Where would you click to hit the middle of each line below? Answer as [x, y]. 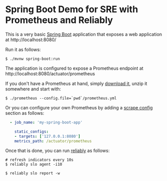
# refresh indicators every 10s [39, 160]
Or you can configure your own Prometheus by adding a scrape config [79, 107]
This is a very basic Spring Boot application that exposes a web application [84, 34]
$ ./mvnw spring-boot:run [32, 59]
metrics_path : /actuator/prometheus [53, 141]
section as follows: [25, 113]
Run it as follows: [23, 49]
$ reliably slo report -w [32, 173]
